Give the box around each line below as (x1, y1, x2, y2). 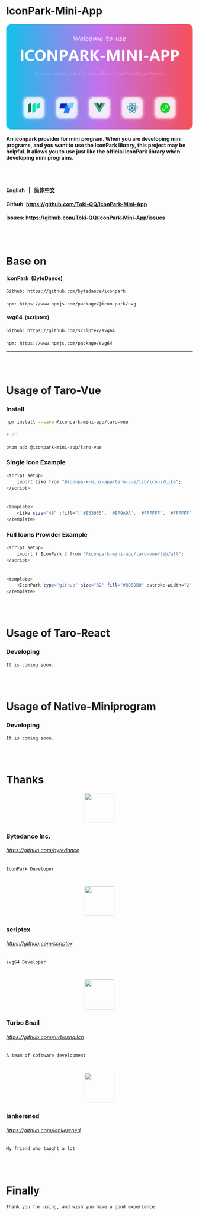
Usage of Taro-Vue (6, 383, 102, 397)
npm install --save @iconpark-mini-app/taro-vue (6, 419, 129, 426)
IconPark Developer (6, 866, 54, 872)
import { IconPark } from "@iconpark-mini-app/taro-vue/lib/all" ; (17, 551, 184, 557)
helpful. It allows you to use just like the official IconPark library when (6, 148, 181, 155)
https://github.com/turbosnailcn (6, 1033, 84, 1041)
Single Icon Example (6, 458, 66, 467)
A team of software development (6, 1053, 86, 1059)
